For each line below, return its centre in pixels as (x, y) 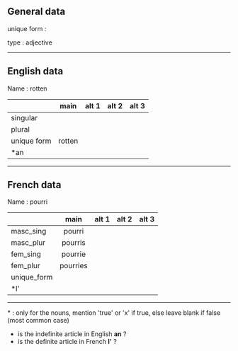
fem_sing (26, 254)
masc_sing (29, 231)
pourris (74, 243)
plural (21, 129)
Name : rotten (27, 88)
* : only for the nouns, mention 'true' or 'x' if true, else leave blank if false (114, 313)
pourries (74, 266)
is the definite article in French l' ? (67, 342)
